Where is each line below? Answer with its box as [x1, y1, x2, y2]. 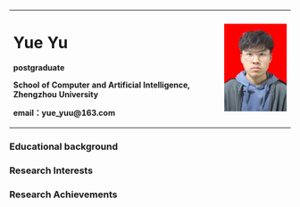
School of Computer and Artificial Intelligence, [12, 79, 190, 90]
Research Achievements [9, 188, 118, 201]
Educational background [9, 140, 119, 153]
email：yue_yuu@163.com [12, 107, 116, 118]
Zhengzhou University [12, 88, 99, 99]
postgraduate [12, 62, 65, 72]
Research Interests [9, 164, 94, 177]
